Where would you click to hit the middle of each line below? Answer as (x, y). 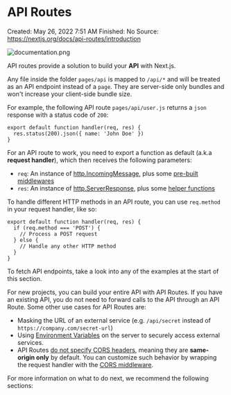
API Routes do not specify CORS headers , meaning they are (103, 350)
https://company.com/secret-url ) (65, 328)
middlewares (35, 181)
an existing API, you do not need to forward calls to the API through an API (113, 299)
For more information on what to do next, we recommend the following (108, 378)
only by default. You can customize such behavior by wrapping (126, 357)
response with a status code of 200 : (58, 115)
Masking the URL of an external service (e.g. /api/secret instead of (114, 320)
